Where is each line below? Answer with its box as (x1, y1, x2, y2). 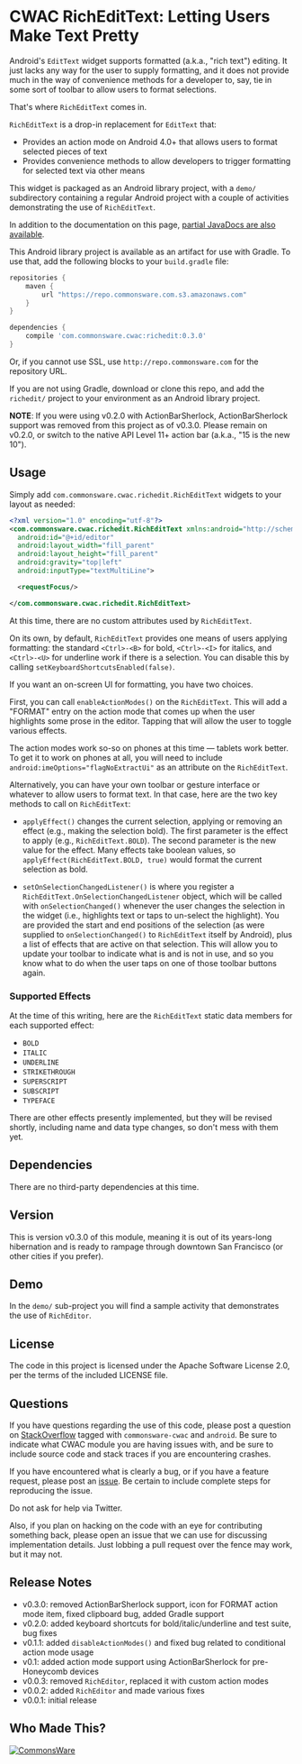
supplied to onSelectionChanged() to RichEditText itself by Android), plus (22, 928, 293, 939)
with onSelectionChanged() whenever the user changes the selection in (22, 900, 286, 911)
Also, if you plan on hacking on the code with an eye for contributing (9, 1520, 263, 1531)
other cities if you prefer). (9, 1250, 104, 1261)
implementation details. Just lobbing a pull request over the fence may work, (9, 1539, 293, 1549)
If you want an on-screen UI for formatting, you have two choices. (9, 679, 253, 690)
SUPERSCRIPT (22, 1077, 67, 1086)
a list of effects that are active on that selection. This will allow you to (22, 938, 279, 949)
